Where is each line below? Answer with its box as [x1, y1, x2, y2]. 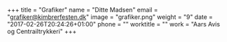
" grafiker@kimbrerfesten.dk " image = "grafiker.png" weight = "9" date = [7, 13, 213, 21]
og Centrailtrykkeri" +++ [7, 27, 77, 35]
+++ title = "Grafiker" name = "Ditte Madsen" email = [7, 6, 159, 14]
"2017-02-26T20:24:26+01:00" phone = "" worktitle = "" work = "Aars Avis [7, 20, 221, 28]
